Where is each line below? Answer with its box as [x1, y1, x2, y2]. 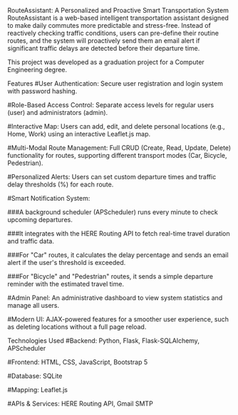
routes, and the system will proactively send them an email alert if [7, 36, 200, 45]
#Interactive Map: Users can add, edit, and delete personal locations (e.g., [7, 122, 226, 131]
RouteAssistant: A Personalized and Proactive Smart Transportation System [7, 6, 229, 14]
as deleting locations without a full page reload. [7, 323, 147, 331]
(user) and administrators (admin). [7, 109, 108, 116]
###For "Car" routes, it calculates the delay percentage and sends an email [7, 251, 229, 259]
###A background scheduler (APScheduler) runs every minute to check [7, 208, 219, 216]
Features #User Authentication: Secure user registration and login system [7, 79, 223, 88]
